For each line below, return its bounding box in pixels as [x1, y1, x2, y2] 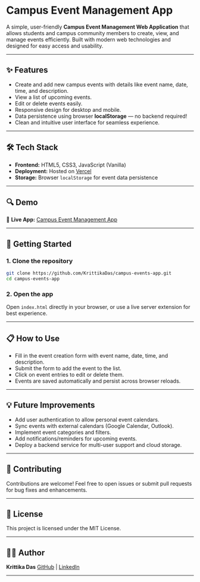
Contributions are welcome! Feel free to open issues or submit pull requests [6, 480, 192, 487]
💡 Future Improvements [6, 400, 95, 411]
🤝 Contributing [6, 464, 62, 474]
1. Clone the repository [6, 256, 73, 265]
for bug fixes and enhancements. [6, 486, 87, 493]
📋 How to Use [6, 333, 60, 343]
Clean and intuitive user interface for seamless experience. [14, 118, 160, 126]
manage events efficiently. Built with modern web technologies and [6, 36, 171, 43]
